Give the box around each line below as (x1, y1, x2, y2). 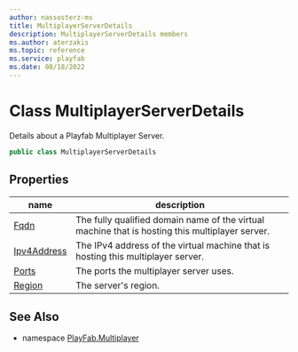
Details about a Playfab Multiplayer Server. (9, 130, 165, 140)
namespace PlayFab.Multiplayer (21, 332, 139, 343)
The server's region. (74, 279, 160, 292)
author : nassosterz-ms (9, 12, 93, 22)
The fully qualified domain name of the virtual (74, 213, 264, 226)
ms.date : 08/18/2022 (9, 63, 86, 72)
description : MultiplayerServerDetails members (9, 29, 189, 38)
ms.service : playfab (9, 54, 86, 63)
